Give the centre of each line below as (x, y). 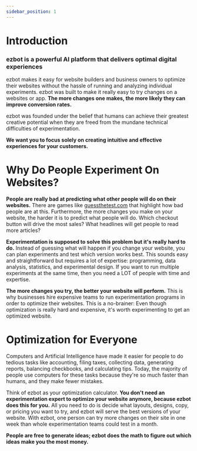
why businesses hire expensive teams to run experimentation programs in (96, 297)
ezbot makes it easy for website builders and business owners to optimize (96, 80)
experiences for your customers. (47, 146)
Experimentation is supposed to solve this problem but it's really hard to (96, 242)
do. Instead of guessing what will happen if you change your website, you (96, 248)
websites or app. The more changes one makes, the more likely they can (96, 99)
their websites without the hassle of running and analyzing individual (89, 86)
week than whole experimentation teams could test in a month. (82, 424)
